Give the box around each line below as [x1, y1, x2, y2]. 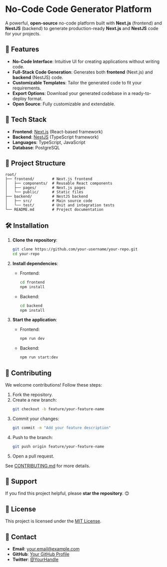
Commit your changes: [12, 416, 59, 422]
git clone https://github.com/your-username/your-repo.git [12, 247, 138, 252]
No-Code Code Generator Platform [5, 3, 152, 15]
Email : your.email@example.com [12, 546, 80, 552]
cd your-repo [12, 251, 40, 257]
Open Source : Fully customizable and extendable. [12, 101, 116, 107]
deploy [12, 95, 27, 101]
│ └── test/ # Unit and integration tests [5, 203, 115, 208]
